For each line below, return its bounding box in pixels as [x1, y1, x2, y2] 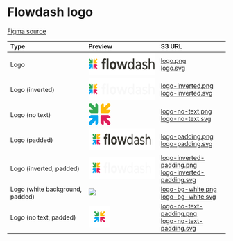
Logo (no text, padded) [10, 213, 76, 222]
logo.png [160, 57, 187, 65]
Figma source [7, 27, 46, 35]
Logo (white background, [10, 185, 82, 193]
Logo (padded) [10, 136, 53, 144]
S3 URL [160, 42, 182, 51]
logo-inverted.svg [160, 89, 213, 98]
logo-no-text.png [160, 107, 212, 115]
